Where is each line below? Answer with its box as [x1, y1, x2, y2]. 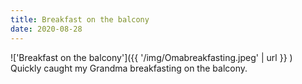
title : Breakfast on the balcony [10, 14, 150, 25]
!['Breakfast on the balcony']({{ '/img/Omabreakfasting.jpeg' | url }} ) [10, 51, 293, 63]
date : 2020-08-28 [10, 24, 83, 34]
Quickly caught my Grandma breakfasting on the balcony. [10, 62, 248, 74]
